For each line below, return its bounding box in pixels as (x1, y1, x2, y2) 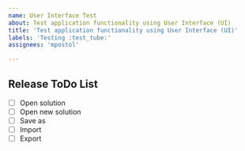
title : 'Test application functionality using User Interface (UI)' (8, 26, 239, 34)
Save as (19, 116, 46, 126)
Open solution (19, 98, 66, 108)
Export (19, 134, 42, 143)
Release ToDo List (8, 77, 99, 91)
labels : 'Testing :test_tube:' (8, 33, 111, 42)
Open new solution (19, 108, 81, 116)
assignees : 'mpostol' (8, 41, 80, 49)
